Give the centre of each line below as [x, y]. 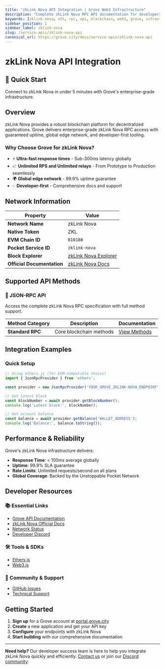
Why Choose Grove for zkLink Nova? [50, 148]
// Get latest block [26, 396]
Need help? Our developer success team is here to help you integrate [76, 651]
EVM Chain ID [24, 240]
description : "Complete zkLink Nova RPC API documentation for [71, 14]
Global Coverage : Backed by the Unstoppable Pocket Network [76, 476]
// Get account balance [29, 414]
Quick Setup [20, 363]
